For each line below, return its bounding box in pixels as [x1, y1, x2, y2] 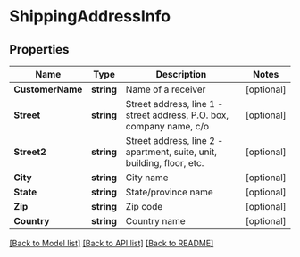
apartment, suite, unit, [125, 145, 217, 158]
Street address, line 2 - [125, 135, 224, 146]
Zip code [125, 201, 163, 212]
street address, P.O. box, [125, 109, 229, 121]
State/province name [125, 186, 214, 198]
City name [125, 171, 169, 184]
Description [155, 69, 207, 80]
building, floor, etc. [125, 157, 204, 169]
